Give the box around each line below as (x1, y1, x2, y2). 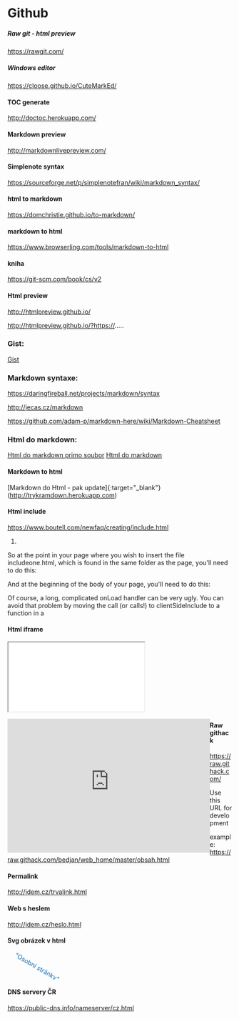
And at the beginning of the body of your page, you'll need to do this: (7, 580, 211, 588)
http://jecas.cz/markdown (7, 403, 83, 412)
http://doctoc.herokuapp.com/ (7, 114, 96, 122)
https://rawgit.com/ (7, 47, 64, 56)
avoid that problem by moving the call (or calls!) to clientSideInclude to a (7, 601, 220, 610)
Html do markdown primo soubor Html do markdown (7, 451, 163, 459)
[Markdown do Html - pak (7, 483, 83, 492)
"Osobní (13, 950, 39, 970)
